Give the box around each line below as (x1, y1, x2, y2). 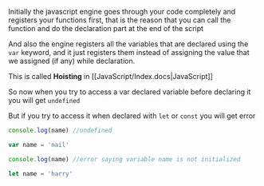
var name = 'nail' (8, 140, 69, 148)
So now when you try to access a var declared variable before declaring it (8, 87, 251, 97)
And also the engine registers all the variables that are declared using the (8, 39, 249, 49)
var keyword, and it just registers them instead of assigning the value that (8, 48, 250, 57)
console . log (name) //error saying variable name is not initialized (8, 155, 241, 163)
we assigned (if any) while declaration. (8, 56, 136, 65)
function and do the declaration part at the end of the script (8, 24, 204, 33)
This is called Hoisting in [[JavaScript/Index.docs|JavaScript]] (8, 72, 213, 81)
